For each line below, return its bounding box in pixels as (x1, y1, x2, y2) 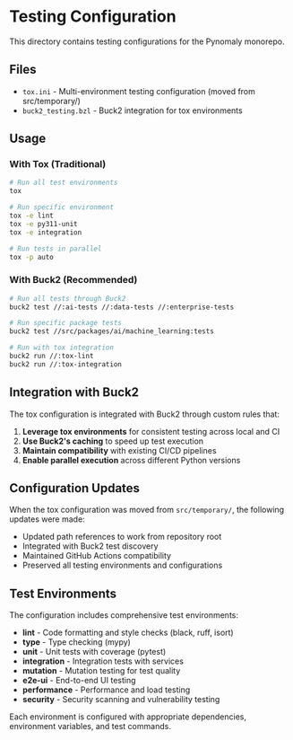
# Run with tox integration (9, 343, 115, 352)
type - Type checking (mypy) (22, 637, 132, 647)
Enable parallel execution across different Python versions (22, 454, 241, 465)
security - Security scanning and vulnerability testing (22, 694, 220, 705)
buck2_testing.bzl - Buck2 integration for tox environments (22, 105, 244, 116)
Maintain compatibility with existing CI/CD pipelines (22, 445, 217, 455)
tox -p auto (9, 252, 54, 261)
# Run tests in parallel (9, 244, 102, 253)
